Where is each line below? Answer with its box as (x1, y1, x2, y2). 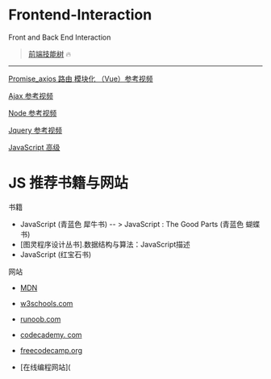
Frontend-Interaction (8, 6, 152, 24)
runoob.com (19, 314, 61, 324)
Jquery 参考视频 (8, 125, 63, 135)
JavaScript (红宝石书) (19, 249, 92, 259)
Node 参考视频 (8, 107, 57, 118)
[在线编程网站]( (19, 362, 71, 372)
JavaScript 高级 (8, 142, 60, 152)
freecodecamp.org (19, 345, 83, 355)
